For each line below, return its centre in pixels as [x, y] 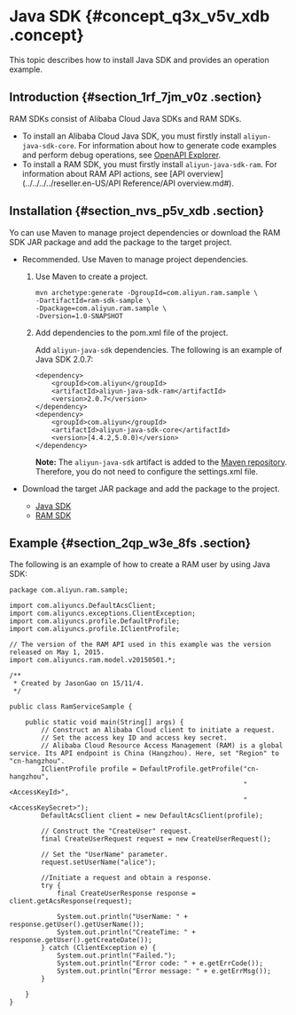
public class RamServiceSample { [71, 707]
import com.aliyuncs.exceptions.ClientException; [103, 614]
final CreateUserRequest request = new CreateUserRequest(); [156, 839]
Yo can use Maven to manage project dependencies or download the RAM [145, 232]
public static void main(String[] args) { [105, 723]
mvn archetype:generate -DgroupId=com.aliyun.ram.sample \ [147, 292]
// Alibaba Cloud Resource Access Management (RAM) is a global [162, 746]
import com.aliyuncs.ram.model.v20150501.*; [93, 660]
